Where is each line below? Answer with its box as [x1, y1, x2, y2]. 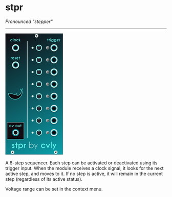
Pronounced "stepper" [5, 18, 53, 24]
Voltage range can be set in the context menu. [5, 186, 103, 192]
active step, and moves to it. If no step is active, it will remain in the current [5, 170, 163, 177]
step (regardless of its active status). [5, 176, 83, 182]
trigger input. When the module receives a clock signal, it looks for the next [5, 165, 164, 171]
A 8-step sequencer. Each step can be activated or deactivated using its [5, 160, 158, 166]
